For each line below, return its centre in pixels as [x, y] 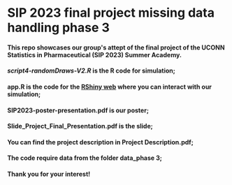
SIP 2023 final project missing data [111, 13]
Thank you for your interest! [49, 174]
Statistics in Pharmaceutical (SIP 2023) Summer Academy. [94, 54]
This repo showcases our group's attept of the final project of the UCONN [116, 47]
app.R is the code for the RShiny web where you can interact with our [109, 87]
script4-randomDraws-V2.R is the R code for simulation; [92, 71]
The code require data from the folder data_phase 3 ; [85, 158]
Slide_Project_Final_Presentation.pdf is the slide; [80, 126]
